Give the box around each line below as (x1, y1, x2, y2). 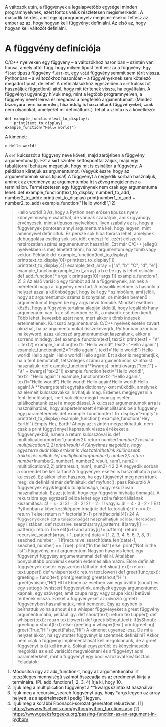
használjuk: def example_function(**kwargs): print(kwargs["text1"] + (17, 363, 158, 369)
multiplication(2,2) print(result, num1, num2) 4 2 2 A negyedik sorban (17, 463, 159, 469)
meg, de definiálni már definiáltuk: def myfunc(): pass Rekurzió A (17, 479, 151, 485)
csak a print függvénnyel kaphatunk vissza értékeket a (17, 426, 129, 432)
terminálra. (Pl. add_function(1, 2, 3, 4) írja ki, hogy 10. (12, 679, 122, 685)
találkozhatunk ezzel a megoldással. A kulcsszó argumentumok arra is (17, 400, 161, 406)
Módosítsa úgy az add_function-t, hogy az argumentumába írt (12, 668, 139, 674)
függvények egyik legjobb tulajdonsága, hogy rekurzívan (17, 484, 134, 490)
